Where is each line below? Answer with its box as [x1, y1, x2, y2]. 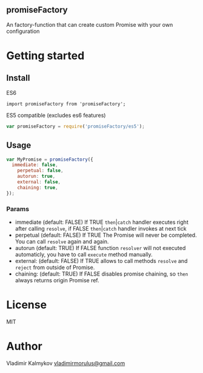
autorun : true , [17, 173, 56, 180]
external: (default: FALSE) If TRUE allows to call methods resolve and [15, 257, 188, 264]
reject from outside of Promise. [15, 263, 95, 271]
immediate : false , [12, 162, 59, 168]
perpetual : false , [17, 167, 64, 174]
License [6, 298, 47, 312]
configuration [6, 27, 40, 35]
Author [6, 340, 42, 354]
